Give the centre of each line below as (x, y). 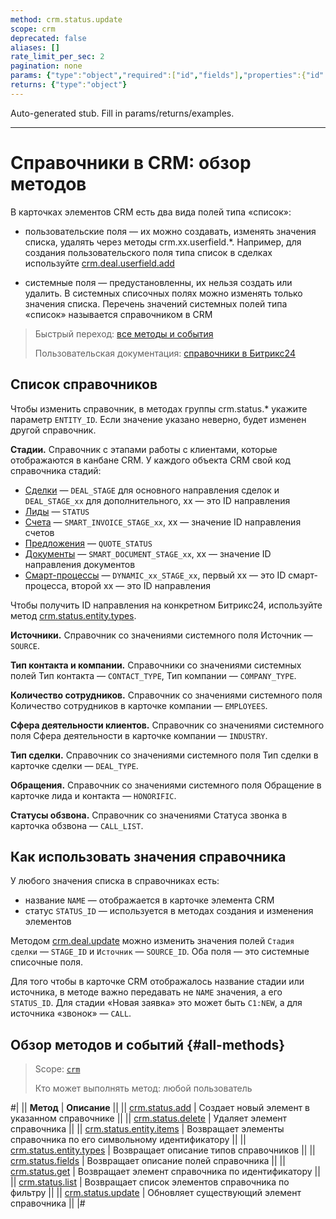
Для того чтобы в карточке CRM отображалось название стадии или (157, 982)
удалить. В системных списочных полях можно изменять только (163, 293)
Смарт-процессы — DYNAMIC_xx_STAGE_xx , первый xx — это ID (155, 575)
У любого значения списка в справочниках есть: (115, 881)
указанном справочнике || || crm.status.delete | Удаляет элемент (149, 1118)
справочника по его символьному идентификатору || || (128, 1140)
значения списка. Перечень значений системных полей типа (156, 303)
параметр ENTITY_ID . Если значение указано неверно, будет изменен (158, 419)
